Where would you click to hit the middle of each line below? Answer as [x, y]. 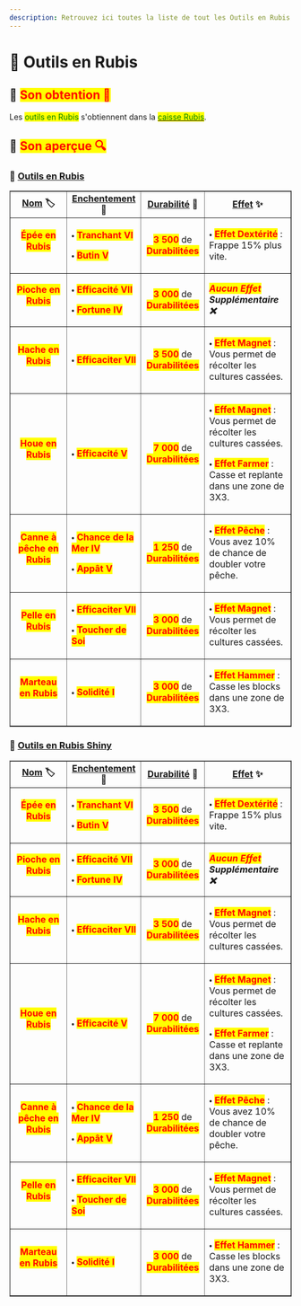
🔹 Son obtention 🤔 [60, 95]
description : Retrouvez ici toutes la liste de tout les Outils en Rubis [150, 18]
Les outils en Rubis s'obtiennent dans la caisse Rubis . [108, 117]
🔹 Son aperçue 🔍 [58, 146]
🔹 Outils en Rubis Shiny [60, 746]
